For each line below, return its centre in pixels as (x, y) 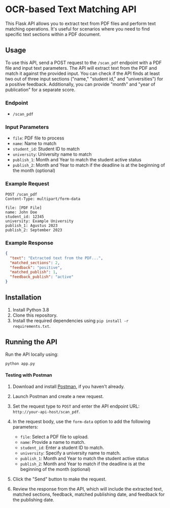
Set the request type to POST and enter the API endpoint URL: (76, 406)
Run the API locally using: (32, 354)
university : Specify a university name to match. (70, 453)
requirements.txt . (31, 326)
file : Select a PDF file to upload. (54, 437)
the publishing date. (33, 499)
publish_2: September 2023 (34, 230)
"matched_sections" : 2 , (35, 263)
